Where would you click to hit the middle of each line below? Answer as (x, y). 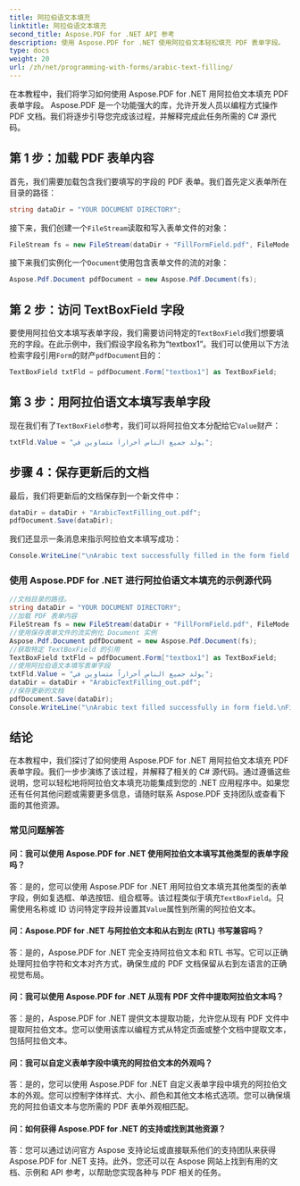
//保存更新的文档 (37, 691)
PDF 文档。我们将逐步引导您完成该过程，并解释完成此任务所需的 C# (134, 116)
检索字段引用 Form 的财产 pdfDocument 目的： (86, 355)
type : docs (29, 51)
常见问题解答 (37, 831)
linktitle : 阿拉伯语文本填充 (58, 26)
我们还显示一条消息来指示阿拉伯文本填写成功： (95, 539)
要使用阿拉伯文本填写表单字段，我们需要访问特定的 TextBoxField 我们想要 (143, 333)
